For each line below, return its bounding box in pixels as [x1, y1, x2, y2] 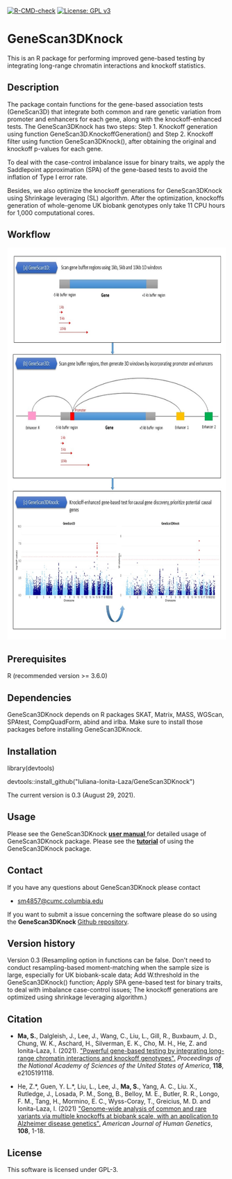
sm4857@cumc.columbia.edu [17, 896, 103, 905]
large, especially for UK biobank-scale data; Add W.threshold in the [7, 971, 199, 979]
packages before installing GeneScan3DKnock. [7, 725, 142, 734]
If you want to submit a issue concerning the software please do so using [7, 910, 217, 918]
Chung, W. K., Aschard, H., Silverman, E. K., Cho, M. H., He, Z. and [17, 1039, 207, 1048]
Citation [7, 1013, 43, 1025]
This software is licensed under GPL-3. [7, 1166, 119, 1174]
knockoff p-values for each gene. [7, 144, 103, 153]
